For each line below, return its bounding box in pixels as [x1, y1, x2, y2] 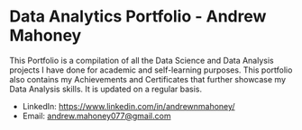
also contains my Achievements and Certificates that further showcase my [9, 74, 287, 84]
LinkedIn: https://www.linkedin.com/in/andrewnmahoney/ [22, 100, 236, 111]
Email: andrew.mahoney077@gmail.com [22, 110, 171, 121]
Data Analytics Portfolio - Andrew [9, 6, 267, 27]
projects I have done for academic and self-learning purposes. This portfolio [9, 65, 293, 75]
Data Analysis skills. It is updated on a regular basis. [9, 83, 203, 94]
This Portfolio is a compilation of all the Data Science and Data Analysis [9, 55, 274, 65]
